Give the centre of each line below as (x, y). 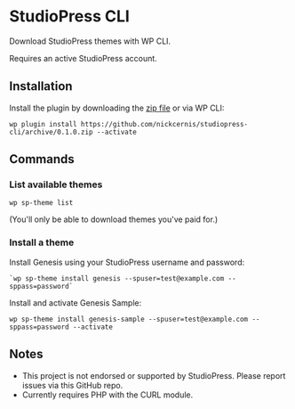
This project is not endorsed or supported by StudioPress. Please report (154, 375)
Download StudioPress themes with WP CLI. (90, 41)
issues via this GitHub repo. (72, 385)
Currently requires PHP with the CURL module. (108, 395)
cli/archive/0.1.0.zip (51, 132)
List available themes (56, 184)
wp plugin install (43, 124)
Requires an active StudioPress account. (83, 58)
